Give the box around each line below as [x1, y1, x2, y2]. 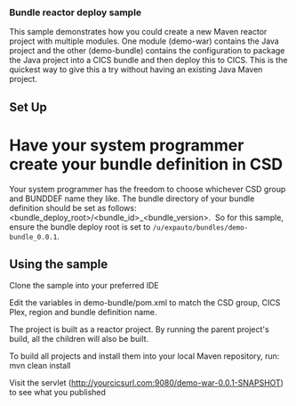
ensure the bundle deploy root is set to [9, 221, 151, 232]
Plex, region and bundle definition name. [9, 307, 157, 318]
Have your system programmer [9, 135, 244, 155]
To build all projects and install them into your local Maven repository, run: [9, 351, 280, 361]
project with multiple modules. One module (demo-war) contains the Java [9, 36, 280, 46]
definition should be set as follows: [9, 202, 137, 213]
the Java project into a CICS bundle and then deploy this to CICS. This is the [9, 55, 288, 66]
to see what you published [9, 387, 107, 398]
